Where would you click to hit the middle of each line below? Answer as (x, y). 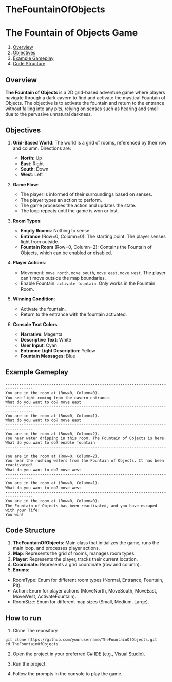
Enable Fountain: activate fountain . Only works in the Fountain (88, 283)
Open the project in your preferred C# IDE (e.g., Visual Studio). (79, 654)
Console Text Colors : (36, 324)
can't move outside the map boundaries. (63, 278)
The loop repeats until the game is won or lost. (70, 211)
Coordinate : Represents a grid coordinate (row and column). (77, 565)
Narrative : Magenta (41, 334)
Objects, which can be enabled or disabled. (66, 253)
